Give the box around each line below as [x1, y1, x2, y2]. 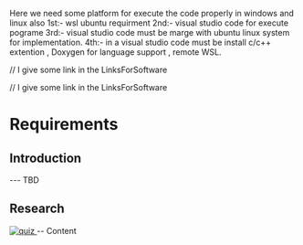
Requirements [9, 114, 119, 135]
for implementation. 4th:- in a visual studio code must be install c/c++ [9, 37, 272, 48]
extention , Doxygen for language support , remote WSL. [9, 47, 222, 58]
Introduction [9, 150, 82, 165]
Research [9, 201, 66, 217]
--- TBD [9, 175, 39, 186]
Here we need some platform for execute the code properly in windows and [9, 8, 295, 18]
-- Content [36, 225, 78, 236]
